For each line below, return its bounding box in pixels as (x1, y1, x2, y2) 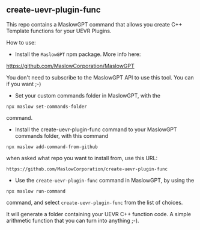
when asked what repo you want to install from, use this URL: (6, 154, 158, 161)
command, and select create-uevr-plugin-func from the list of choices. (6, 199, 183, 206)
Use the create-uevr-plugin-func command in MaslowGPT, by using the (14, 176, 195, 184)
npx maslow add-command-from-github (6, 144, 98, 150)
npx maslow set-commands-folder (6, 104, 87, 110)
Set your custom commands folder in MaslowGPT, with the (14, 92, 161, 99)
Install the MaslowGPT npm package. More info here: (14, 51, 141, 58)
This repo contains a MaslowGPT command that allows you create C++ (6, 20, 183, 28)
